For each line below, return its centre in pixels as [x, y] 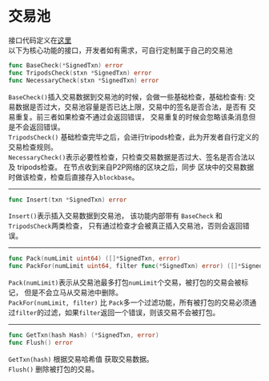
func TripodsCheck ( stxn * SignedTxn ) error [80, 73]
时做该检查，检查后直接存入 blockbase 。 [74, 176]
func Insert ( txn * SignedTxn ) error [68, 200]
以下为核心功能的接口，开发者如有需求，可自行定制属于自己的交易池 [120, 50]
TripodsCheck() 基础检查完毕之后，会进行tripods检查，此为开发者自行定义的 [134, 136]
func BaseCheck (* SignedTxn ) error [66, 65]
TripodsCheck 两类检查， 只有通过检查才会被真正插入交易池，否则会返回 [125, 226]
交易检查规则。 [33, 147]
